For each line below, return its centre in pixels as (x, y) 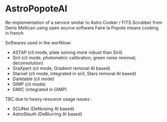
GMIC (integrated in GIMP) (40, 89)
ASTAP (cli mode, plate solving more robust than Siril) (68, 52)
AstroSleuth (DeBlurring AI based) (47, 114)
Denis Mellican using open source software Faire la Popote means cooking (82, 27)
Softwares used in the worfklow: (38, 42)
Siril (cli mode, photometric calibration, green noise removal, (74, 57)
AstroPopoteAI (36, 9)
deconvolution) (28, 63)
